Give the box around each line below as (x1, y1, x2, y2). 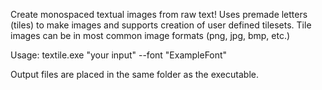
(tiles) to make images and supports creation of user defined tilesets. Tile (10, 19, 312, 31)
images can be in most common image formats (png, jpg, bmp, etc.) (10, 30, 291, 41)
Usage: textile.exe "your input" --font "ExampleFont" (10, 49, 228, 61)
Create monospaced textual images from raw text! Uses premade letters (10, 9, 308, 20)
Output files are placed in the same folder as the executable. (10, 69, 259, 80)
